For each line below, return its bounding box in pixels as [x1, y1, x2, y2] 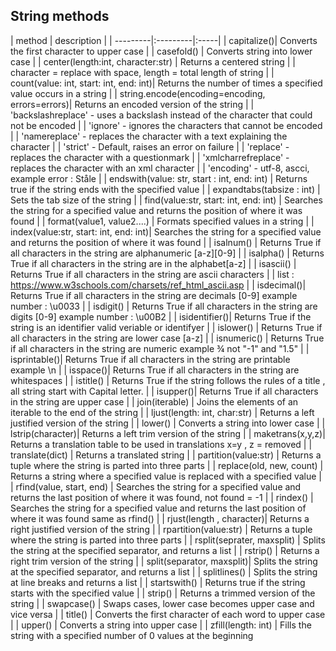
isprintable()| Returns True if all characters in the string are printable [10, 353, 291, 365]
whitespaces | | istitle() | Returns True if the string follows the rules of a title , [10, 374, 326, 386]
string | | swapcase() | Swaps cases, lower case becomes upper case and [10, 597, 315, 609]
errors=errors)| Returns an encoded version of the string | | [10, 98, 255, 110]
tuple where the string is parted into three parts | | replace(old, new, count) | [10, 459, 324, 471]
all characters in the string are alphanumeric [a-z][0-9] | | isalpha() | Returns [10, 247, 325, 259]
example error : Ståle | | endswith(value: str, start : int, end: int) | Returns [10, 172, 308, 184]
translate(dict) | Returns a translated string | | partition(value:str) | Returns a [10, 449, 322, 461]
